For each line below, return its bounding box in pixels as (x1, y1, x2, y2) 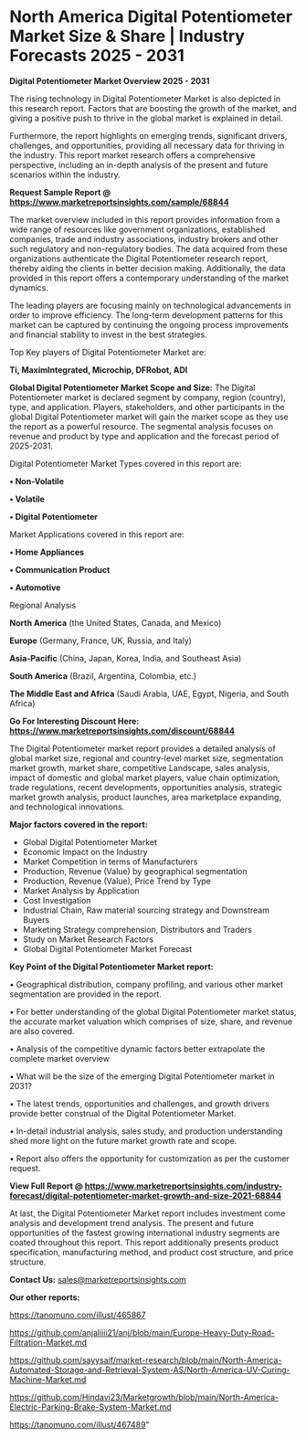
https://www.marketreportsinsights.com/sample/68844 (9, 196, 230, 207)
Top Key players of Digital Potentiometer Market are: (9, 346, 207, 357)
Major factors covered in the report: (9, 819, 148, 830)
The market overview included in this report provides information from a (9, 214, 280, 225)
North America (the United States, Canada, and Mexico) (9, 617, 222, 628)
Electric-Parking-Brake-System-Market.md (9, 1401, 172, 1413)
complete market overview (9, 1053, 110, 1063)
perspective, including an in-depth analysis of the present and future (9, 159, 269, 170)
